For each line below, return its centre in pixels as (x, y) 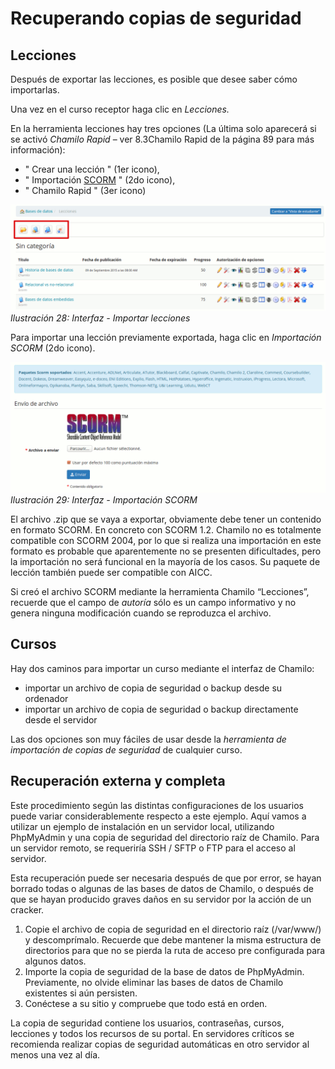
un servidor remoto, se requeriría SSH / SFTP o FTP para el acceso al (153, 848)
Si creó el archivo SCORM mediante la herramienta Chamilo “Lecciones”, (160, 591)
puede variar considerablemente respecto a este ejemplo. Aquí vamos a (158, 816)
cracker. (27, 909)
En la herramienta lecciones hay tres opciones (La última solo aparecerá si (163, 128)
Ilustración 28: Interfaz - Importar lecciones (100, 318)
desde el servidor (61, 719)
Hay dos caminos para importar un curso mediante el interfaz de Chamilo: (162, 668)
